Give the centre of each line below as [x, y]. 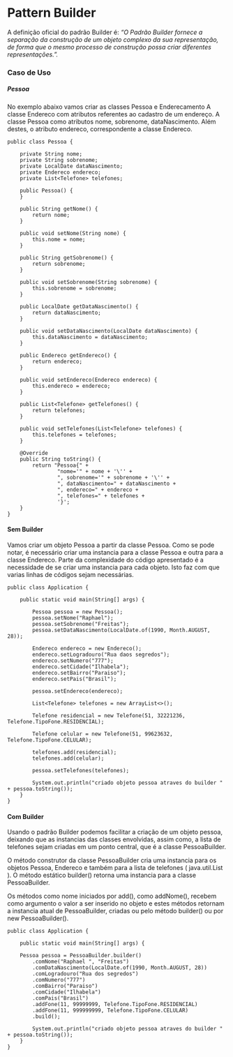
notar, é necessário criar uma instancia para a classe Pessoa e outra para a [115, 553]
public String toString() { [60, 459]
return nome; [51, 215]
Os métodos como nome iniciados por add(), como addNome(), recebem [112, 896]
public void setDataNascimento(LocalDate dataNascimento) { [109, 331]
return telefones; [59, 410]
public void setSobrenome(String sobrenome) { [89, 282]
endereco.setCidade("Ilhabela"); [81, 667]
